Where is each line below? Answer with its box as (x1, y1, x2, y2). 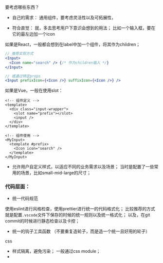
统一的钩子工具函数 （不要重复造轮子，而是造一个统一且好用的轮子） (12, 228, 150, 234)
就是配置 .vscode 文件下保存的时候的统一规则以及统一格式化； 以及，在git (5, 212, 150, 218)
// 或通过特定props (5, 74, 41, 79)
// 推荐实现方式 (5, 51, 34, 56)
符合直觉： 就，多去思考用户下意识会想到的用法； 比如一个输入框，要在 (12, 25, 156, 31)
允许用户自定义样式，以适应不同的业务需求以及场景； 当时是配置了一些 (12, 164, 154, 170)
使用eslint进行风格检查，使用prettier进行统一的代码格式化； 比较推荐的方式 (5, 205, 155, 211)
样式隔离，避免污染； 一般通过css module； (12, 248, 101, 254)
